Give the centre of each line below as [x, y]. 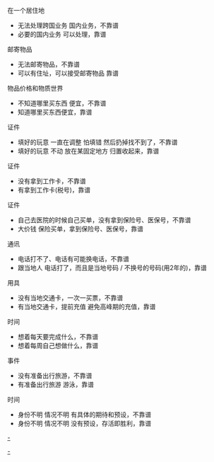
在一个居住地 [26, 10]
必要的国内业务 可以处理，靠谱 [62, 34]
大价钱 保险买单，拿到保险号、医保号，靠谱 [80, 229]
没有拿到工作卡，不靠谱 [52, 181]
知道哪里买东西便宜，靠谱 [55, 112]
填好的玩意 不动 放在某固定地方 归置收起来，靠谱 [88, 151]
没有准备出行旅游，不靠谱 [55, 376]
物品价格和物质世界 [35, 88]
